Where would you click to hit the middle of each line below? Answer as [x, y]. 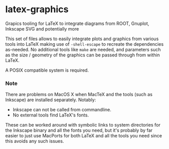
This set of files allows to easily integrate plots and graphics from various [82, 39]
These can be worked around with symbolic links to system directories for [83, 125]
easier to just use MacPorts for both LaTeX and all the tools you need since [84, 136]
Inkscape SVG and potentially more [42, 28]
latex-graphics [37, 9]
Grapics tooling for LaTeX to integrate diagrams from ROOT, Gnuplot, [77, 23]
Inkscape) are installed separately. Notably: [51, 100]
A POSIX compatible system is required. [47, 70]
